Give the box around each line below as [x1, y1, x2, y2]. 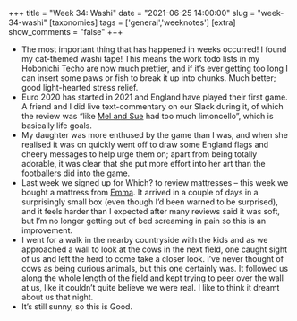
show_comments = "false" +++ [8, 27, 123, 37]
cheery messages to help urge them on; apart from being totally [21, 149, 258, 160]
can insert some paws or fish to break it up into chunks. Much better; [21, 73, 276, 83]
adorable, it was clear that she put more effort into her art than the [21, 159, 266, 169]
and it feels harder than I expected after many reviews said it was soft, [21, 206, 281, 216]
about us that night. [21, 291, 94, 302]
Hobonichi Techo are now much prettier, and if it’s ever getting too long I [21, 63, 288, 74]
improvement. [21, 225, 73, 236]
